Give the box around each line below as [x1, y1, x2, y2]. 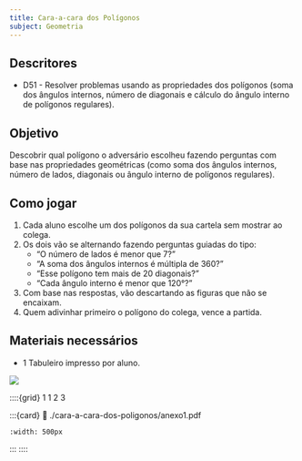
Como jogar [9, 195, 77, 210]
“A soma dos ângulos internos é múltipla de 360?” [35, 258, 225, 269]
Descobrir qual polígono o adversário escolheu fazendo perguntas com [9, 149, 277, 160]
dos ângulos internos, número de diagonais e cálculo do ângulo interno [22, 89, 290, 100]
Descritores [9, 56, 77, 71]
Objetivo [9, 125, 59, 141]
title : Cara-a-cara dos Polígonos [9, 13, 141, 23]
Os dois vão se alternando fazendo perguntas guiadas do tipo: [22, 239, 257, 250]
